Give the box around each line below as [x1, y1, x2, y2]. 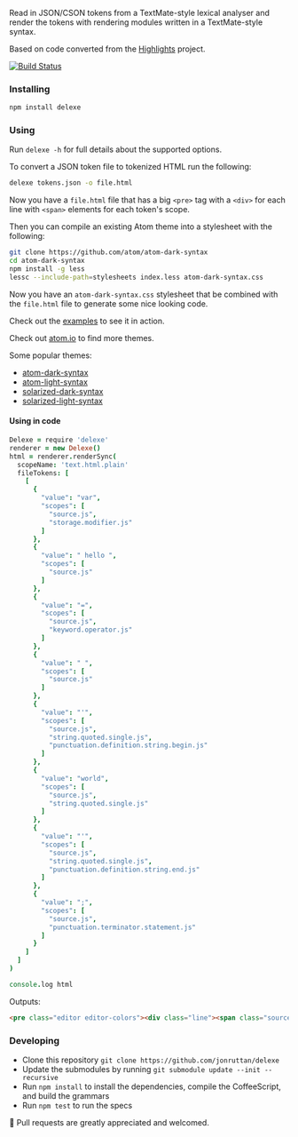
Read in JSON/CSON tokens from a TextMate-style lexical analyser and [9, 8, 271, 18]
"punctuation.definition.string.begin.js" [48, 741, 208, 750]
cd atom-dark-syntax [9, 257, 86, 266]
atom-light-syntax [21, 377, 89, 387]
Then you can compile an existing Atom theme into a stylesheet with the [9, 221, 273, 232]
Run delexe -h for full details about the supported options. [9, 144, 223, 155]
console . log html [9, 980, 74, 989]
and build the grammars [21, 1090, 110, 1101]
